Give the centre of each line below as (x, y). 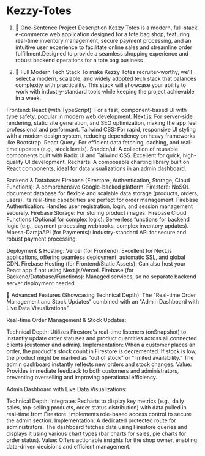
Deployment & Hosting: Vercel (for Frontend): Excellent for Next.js (89, 250)
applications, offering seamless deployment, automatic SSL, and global (96, 257)
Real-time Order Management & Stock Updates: (66, 320)
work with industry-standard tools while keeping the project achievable (105, 91)
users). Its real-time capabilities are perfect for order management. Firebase (102, 200)
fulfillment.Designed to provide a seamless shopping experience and (102, 53)
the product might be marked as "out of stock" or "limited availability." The (100, 357)
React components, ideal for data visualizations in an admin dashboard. (96, 168)
